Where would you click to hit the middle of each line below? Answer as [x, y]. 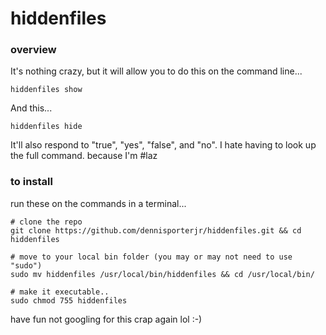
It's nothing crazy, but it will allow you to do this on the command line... [156, 71]
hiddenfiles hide [46, 127]
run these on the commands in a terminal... [98, 203]
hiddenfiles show [46, 90]
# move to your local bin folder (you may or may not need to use [151, 257]
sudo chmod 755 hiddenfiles [69, 300]
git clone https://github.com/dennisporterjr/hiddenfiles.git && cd [156, 230]
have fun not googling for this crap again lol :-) [106, 319]
